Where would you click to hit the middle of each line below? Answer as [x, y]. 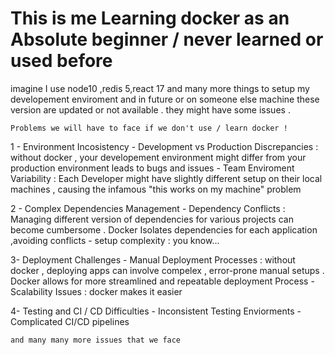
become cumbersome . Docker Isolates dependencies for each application [164, 229]
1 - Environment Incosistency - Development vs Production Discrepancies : [164, 146]
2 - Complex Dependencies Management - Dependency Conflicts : [148, 208]
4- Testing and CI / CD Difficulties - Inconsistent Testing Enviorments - [156, 311]
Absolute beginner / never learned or [167, 39]
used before [61, 61]
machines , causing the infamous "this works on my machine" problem [156, 189]
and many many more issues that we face [96, 340]
